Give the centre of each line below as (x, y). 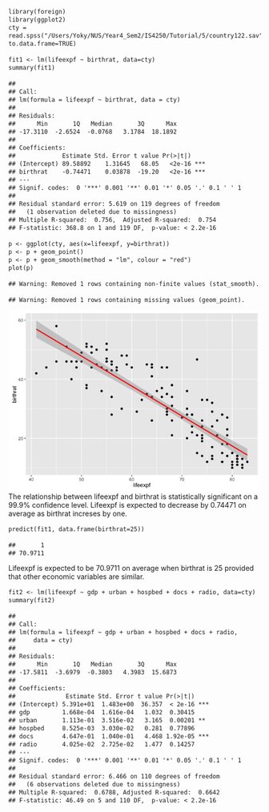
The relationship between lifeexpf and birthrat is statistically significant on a (133, 496)
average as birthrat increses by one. (68, 513)
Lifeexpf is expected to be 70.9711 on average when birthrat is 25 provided (131, 568)
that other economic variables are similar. (76, 577)
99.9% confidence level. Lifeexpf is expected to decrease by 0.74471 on (127, 505)
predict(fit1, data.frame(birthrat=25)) (77, 529)
